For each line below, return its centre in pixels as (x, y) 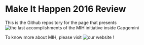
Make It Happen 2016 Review (66, 9)
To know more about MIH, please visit (44, 37)
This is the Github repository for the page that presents (61, 22)
